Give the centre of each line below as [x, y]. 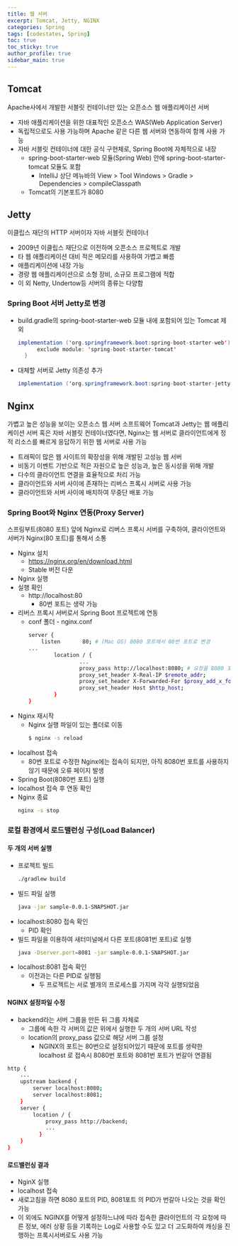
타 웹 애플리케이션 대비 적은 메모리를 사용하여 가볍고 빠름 [96, 257]
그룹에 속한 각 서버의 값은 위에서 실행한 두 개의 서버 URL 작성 [112, 1029]
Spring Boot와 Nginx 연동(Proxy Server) [76, 512]
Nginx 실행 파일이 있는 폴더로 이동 [75, 724]
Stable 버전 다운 [51, 570]
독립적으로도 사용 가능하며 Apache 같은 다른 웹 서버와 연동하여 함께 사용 [118, 131]
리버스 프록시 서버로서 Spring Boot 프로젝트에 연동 [88, 613]
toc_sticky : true [33, 47]
